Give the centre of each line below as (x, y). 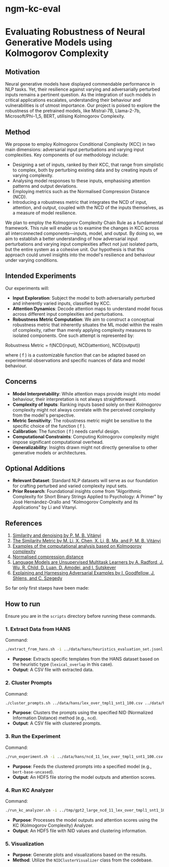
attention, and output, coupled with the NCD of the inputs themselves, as (88, 208)
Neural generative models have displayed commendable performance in (80, 84)
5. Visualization (25, 844)
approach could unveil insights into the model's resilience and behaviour (80, 255)
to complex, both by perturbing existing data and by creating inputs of (85, 170)
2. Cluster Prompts (29, 683)
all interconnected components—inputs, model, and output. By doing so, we (84, 233)
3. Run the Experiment (33, 736)
